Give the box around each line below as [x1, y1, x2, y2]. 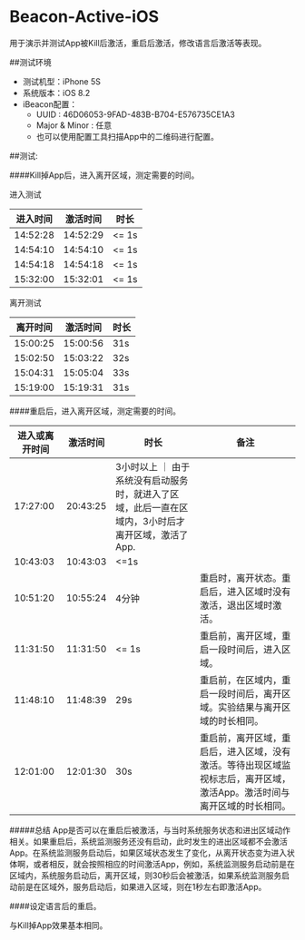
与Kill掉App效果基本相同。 [9, 919, 108, 931]
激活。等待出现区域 [199, 759, 282, 771]
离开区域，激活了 [114, 528, 189, 541]
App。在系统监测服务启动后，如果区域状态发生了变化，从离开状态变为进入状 [9, 847, 295, 858]
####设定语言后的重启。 [9, 900, 102, 911]
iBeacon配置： [22, 98, 78, 110]
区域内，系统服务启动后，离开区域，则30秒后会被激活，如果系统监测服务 [9, 869, 282, 881]
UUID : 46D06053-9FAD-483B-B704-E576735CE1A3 [35, 109, 236, 120]
